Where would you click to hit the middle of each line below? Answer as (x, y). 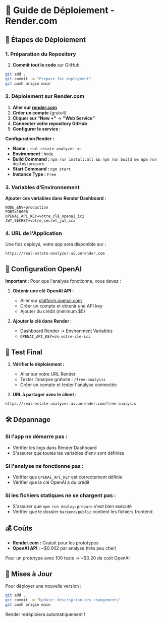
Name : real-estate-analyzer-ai (47, 148)
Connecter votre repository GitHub (50, 123)
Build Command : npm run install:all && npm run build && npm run (85, 159)
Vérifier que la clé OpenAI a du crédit (51, 482)
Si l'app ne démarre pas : (36, 437)
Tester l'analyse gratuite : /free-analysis (63, 380)
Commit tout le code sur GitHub (46, 65)
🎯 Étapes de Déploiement (45, 40)
